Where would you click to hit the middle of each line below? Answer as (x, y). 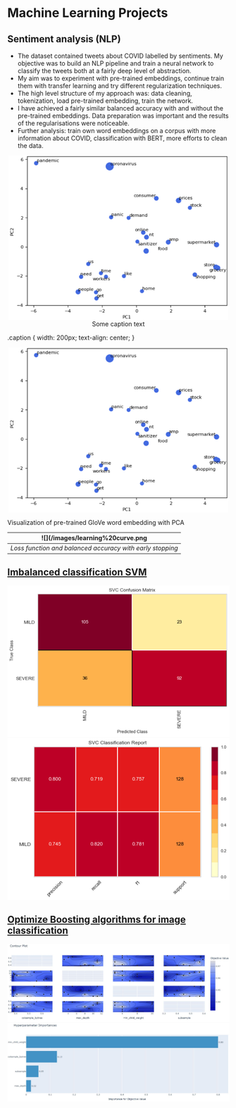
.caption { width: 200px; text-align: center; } (71, 338)
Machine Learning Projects (88, 13)
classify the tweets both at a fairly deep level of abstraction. (104, 71)
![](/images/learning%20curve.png (94, 538)
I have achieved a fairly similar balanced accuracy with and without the (120, 108)
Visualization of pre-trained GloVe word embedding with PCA (96, 522)
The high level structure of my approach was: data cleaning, (105, 93)
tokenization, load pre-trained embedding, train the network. (105, 101)
